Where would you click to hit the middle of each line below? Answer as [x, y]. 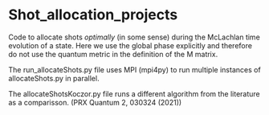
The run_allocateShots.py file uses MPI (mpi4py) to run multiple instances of [134, 69]
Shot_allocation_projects [93, 15]
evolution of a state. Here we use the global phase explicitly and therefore [130, 45]
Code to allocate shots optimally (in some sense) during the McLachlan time [134, 37]
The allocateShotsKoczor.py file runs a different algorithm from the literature [134, 93]
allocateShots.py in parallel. [54, 78]
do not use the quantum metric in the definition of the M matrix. [113, 54]
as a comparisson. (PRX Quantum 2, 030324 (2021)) [95, 102]
